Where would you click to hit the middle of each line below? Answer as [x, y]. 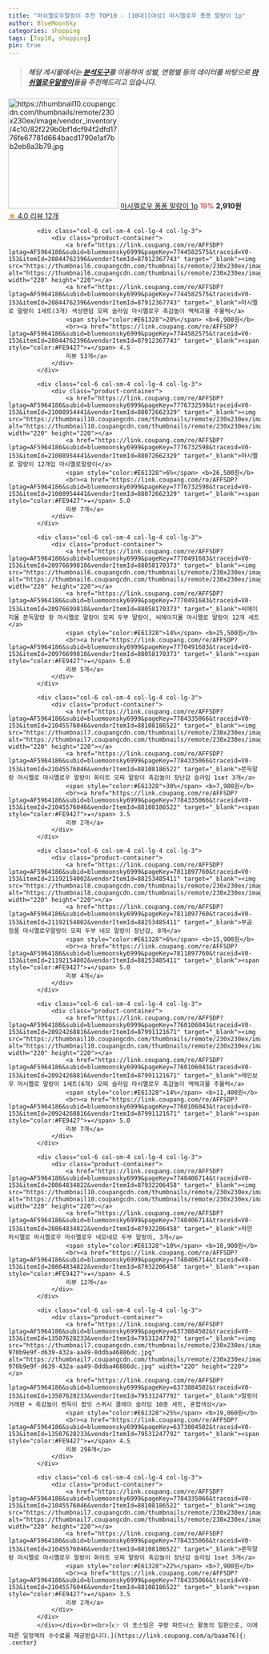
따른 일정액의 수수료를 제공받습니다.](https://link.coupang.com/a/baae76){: [127, 1636]
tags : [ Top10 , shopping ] [50, 38]
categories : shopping [44, 30]
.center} [23, 1643]
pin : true [25, 46]
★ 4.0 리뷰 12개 [34, 216]
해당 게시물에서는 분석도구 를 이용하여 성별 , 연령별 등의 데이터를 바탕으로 [139, 72]
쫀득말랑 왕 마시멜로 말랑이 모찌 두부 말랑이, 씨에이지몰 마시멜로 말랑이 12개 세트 [141, 618]
